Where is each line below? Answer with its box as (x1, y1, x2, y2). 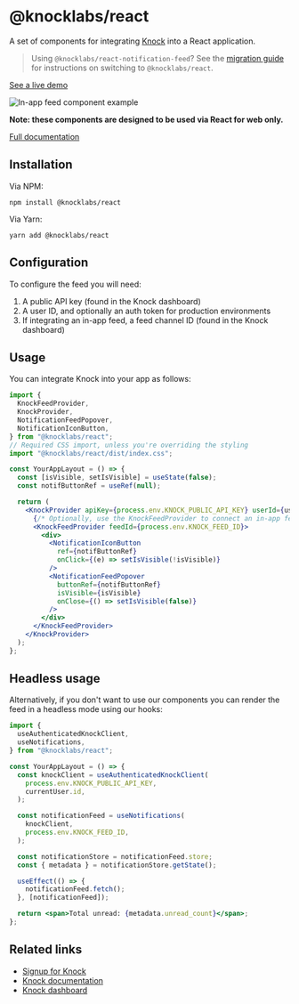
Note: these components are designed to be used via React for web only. (9, 114, 284, 125)
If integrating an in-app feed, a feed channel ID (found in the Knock (21, 314, 269, 326)
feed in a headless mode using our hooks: (9, 704, 163, 715)
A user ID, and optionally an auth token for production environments (21, 305, 271, 316)
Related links (9, 942, 83, 958)
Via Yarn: (9, 214, 43, 224)
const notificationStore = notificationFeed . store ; (17, 852, 214, 861)
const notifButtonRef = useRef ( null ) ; (17, 482, 162, 490)
